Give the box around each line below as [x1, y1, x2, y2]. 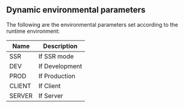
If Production [38, 72, 76, 80]
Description [43, 42, 78, 50]
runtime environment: [6, 27, 60, 35]
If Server [38, 91, 64, 100]
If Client [38, 81, 61, 90]
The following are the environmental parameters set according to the [6, 21, 179, 28]
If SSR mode [38, 52, 74, 60]
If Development [38, 62, 83, 70]
